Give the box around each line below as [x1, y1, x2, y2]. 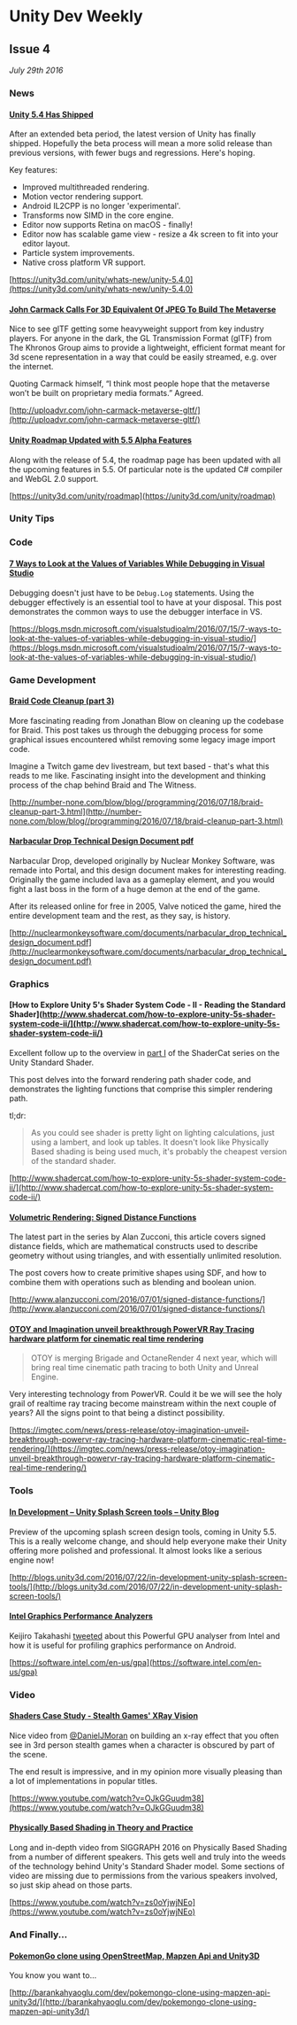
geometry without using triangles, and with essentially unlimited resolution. [9, 1251, 282, 1261]
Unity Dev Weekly [9, 6, 143, 27]
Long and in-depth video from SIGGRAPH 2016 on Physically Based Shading [9, 1843, 287, 1853]
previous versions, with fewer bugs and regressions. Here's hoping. [9, 148, 255, 159]
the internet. [9, 361, 54, 372]
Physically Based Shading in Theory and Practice [9, 1822, 194, 1833]
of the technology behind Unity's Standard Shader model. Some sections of [9, 1861, 286, 1872]
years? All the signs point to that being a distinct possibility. [9, 1408, 225, 1418]
